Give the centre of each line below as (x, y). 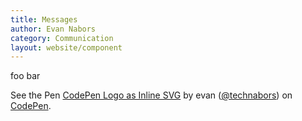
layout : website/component (66, 47)
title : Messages (44, 19)
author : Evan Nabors (53, 29)
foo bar (25, 76)
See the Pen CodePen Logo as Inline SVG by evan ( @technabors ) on (151, 95)
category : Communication (62, 38)
